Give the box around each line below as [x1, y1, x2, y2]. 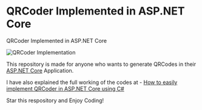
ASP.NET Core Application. [6, 66, 74, 74]
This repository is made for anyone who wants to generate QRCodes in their [6, 60, 197, 68]
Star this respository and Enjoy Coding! [6, 97, 104, 104]
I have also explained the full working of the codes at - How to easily [6, 79, 178, 86]
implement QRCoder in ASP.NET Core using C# [6, 85, 124, 92]
